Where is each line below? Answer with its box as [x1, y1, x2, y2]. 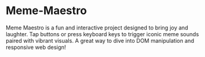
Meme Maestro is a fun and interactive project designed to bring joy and [6, 24, 188, 31]
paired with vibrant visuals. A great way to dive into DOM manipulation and [6, 37, 195, 44]
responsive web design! [6, 44, 66, 51]
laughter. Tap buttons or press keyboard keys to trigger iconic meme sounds [6, 30, 199, 37]
